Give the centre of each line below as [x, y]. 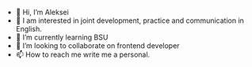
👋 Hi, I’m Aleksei [42, 12]
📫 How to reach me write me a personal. [83, 54]
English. [29, 29]
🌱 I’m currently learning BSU [62, 37]
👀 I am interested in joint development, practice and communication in [130, 20]
